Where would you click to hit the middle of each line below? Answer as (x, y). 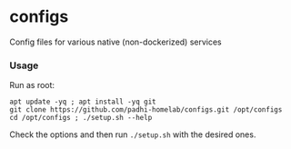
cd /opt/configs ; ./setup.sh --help (81, 118)
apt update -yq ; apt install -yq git (83, 102)
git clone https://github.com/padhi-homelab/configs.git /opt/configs (146, 110)
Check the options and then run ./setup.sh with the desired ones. (133, 134)
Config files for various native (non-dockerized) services (116, 42)
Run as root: (32, 85)
